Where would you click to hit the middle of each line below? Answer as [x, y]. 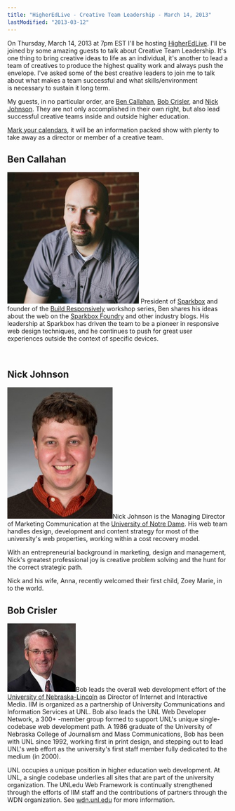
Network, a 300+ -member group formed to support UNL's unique [103, 719]
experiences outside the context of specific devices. [83, 339]
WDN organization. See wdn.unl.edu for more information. [91, 800]
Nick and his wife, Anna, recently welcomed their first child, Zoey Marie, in [115, 581]
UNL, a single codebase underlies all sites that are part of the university [111, 777]
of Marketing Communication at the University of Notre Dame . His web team [117, 524]
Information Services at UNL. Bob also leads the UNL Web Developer [107, 711]
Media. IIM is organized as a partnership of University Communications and [116, 704]
